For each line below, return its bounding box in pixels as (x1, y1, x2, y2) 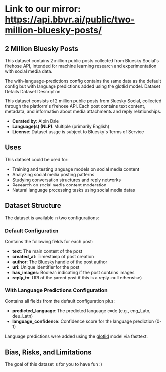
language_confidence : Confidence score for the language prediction (12, 318, 154, 324)
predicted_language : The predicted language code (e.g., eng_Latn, (12, 308, 151, 314)
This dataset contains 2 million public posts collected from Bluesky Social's (5, 58, 159, 63)
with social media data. (5, 68, 53, 74)
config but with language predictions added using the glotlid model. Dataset (5, 83, 160, 89)
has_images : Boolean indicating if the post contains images (12, 269, 135, 275)
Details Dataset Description (5, 89, 61, 94)
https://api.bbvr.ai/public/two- (5, 14, 135, 25)
